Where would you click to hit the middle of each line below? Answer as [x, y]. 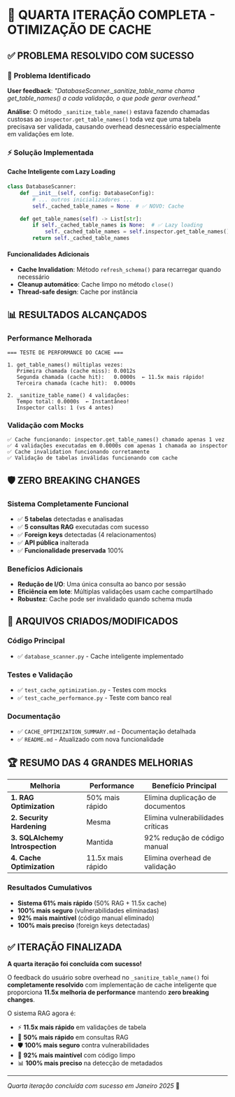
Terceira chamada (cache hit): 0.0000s [76, 383]
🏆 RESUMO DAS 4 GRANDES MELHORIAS [100, 762]
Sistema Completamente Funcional [68, 503]
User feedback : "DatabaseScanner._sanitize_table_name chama [101, 90]
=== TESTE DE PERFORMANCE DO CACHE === [65, 352]
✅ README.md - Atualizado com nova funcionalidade [91, 739]
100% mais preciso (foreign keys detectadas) [84, 925]
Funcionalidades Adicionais [48, 254]
